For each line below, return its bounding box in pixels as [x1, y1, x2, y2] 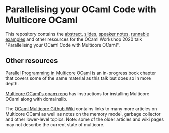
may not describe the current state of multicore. [5, 121, 105, 127]
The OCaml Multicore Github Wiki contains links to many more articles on [5, 105, 157, 112]
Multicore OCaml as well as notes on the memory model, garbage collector [5, 111, 161, 117]
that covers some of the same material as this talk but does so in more [5, 75, 151, 81]
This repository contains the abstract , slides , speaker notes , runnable [5, 31, 150, 37]
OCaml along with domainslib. [5, 96, 67, 102]
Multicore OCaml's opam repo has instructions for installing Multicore [5, 90, 150, 97]
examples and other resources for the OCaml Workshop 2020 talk [5, 36, 142, 42]
